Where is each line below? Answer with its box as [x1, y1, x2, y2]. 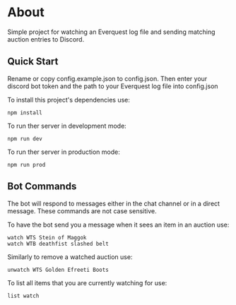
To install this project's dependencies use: [7, 95, 131, 104]
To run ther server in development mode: [7, 121, 127, 130]
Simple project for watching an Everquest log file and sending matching [7, 28, 216, 36]
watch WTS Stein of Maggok [7, 234, 87, 241]
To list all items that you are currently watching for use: [7, 278, 167, 287]
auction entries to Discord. [7, 35, 85, 43]
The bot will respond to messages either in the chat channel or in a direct [7, 199, 220, 208]
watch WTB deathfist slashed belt [7, 240, 110, 247]
